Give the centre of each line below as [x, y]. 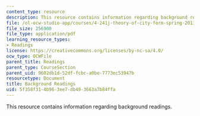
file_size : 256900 [29, 28]
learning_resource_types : [38, 39]
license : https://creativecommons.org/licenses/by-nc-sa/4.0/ [85, 51]
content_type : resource [36, 12]
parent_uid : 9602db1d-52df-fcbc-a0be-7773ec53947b [70, 73]
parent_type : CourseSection [41, 67]
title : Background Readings [41, 84]
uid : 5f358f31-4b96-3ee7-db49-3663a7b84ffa [61, 90]
